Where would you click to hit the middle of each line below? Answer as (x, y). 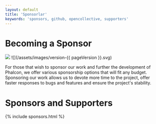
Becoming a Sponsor (48, 43)
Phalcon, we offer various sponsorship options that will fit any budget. (76, 73)
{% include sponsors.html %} (35, 117)
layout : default (22, 10)
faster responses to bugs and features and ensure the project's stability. (78, 83)
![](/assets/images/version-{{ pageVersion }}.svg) (62, 58)
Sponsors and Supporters (59, 103)
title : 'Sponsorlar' (26, 14)
